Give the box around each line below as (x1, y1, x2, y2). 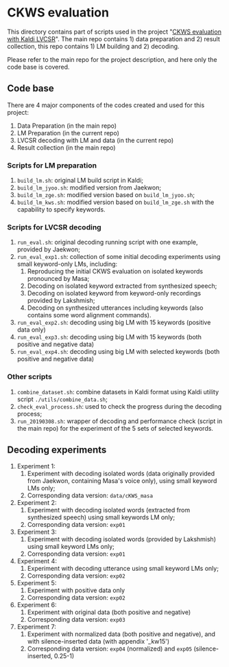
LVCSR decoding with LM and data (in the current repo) (16, 136, 174, 144)
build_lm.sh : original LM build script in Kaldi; (16, 177, 144, 185)
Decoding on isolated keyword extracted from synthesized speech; (27, 282, 217, 290)
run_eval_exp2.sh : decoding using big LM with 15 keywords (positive (16, 318, 211, 327)
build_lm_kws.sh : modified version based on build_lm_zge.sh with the (16, 198, 215, 207)
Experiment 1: (16, 462, 56, 471)
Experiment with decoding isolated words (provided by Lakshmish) (27, 535, 217, 543)
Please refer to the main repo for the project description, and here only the (7, 55, 217, 63)
